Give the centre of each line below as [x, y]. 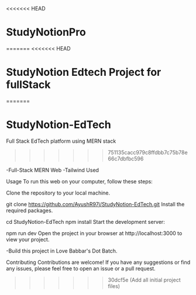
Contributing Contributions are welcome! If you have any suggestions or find [98, 262]
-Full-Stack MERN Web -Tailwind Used [53, 170]
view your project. [28, 239]
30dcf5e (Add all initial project [144, 280]
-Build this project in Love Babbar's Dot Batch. [62, 251]
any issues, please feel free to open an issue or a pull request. [81, 268]
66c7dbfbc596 [126, 159]
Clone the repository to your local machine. [58, 193]
